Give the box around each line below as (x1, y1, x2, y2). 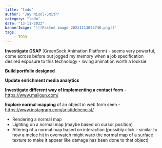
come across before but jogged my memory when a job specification (5, 53, 144, 59)
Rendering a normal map (12, 116, 62, 122)
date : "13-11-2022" (5, 21, 45, 26)
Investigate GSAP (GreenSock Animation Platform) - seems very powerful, (5, 48, 155, 54)
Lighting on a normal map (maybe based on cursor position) (12, 121, 133, 127)
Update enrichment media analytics (5, 77, 80, 83)
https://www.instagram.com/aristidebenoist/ (5, 106, 94, 113)
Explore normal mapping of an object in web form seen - (5, 101, 121, 107)
